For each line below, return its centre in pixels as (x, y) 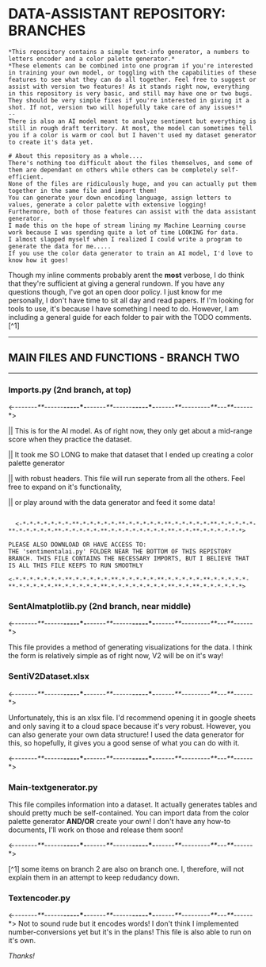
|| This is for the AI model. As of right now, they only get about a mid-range (130, 431)
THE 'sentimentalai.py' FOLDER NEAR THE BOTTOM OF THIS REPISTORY (120, 552)
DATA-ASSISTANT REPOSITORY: (117, 14)
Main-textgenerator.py (53, 787)
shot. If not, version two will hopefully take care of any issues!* (125, 107)
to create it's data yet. (51, 142)
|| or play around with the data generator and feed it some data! (112, 503)
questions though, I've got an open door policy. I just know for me (116, 291)
